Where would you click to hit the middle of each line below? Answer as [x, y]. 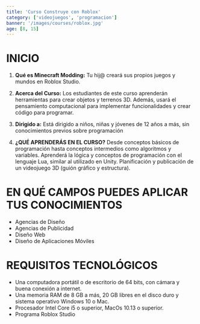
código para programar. [44, 113]
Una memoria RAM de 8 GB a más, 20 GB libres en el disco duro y [97, 295]
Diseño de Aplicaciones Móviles [55, 241]
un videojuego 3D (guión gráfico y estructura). [73, 168]
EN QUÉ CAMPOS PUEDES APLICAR [97, 192]
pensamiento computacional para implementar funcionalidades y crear [103, 106]
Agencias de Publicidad [44, 228]
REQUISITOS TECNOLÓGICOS [82, 265]
